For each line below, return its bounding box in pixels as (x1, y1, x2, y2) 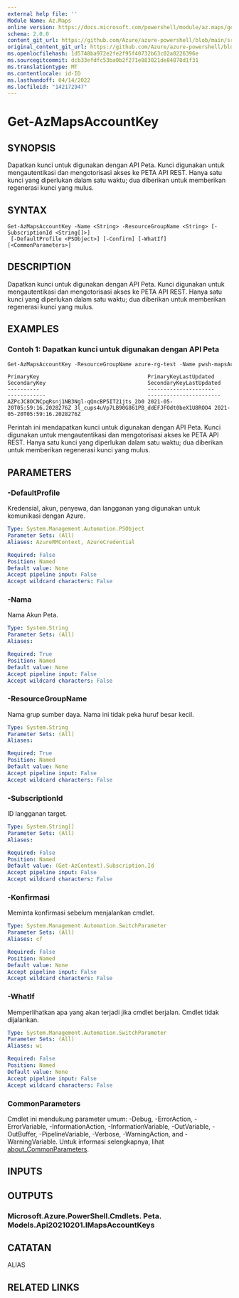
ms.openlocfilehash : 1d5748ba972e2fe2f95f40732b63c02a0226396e (7, 50, 199, 58)
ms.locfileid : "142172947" (7, 83, 87, 90)
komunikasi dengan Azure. (7, 511, 85, 520)
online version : (7, 23, 55, 31)
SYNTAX (7, 204, 48, 216)
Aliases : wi (7, 1043, 43, 1050)
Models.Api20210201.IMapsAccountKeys (7, 1220, 155, 1230)
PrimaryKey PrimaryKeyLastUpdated (7, 373, 215, 381)
